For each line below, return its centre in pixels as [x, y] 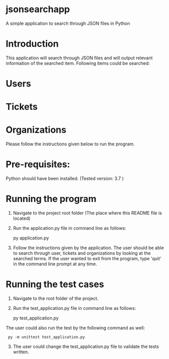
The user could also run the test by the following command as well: [75, 328]
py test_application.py [36, 318]
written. [21, 352]
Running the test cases [55, 284]
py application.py [31, 238]
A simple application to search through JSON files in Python [68, 23]
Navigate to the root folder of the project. [56, 298]
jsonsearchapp [38, 9]
